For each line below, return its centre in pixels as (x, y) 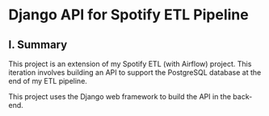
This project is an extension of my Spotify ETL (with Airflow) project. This (130, 64)
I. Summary (38, 45)
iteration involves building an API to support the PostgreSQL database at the (135, 72)
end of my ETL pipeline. (48, 81)
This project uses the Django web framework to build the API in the (120, 97)
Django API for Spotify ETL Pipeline (128, 15)
